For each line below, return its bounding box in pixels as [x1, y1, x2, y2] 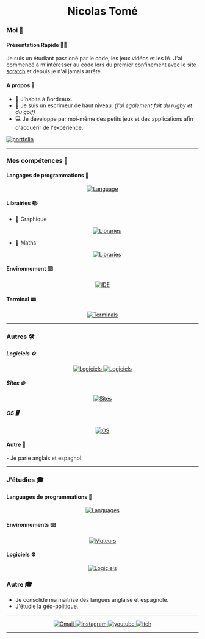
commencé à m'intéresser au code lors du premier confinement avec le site [6, 61, 196, 68]
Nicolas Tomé [67, 4, 138, 18]
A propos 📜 [6, 81, 35, 89]
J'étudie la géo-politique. [15, 602, 79, 610]
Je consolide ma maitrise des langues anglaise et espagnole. [15, 596, 169, 604]
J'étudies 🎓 [6, 476, 44, 484]
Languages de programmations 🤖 [6, 493, 93, 501]
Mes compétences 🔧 [6, 157, 68, 165]
